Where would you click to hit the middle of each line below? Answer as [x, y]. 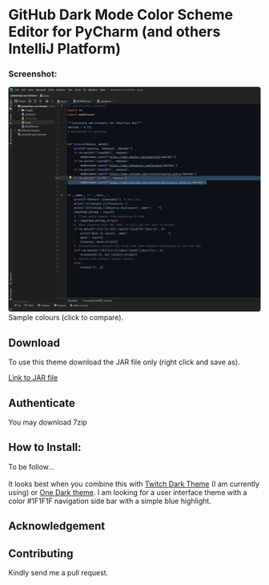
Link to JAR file [33, 378]
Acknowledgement [57, 526]
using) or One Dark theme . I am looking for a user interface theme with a [128, 492]
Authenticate [42, 403]
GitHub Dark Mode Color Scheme [121, 15]
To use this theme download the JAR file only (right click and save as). [124, 362]
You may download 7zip [48, 422]
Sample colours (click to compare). [66, 318]
